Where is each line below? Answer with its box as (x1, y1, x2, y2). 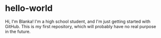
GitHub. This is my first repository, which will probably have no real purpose (5, 23, 156, 29)
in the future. (5, 28, 31, 34)
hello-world (5, 3, 53, 14)
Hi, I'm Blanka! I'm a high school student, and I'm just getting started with (5, 19, 151, 24)
